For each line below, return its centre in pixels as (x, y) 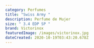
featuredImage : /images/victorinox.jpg (47, 33)
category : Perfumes (26, 10)
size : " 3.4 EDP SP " (28, 24)
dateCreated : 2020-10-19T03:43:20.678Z (47, 38)
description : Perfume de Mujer (38, 19)
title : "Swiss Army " (28, 14)
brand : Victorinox (24, 28)
